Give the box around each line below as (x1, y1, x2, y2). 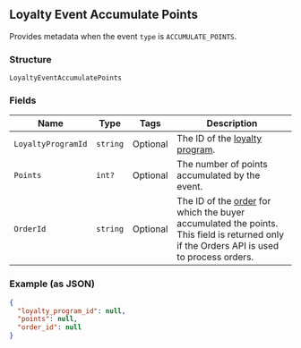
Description (206, 117, 258, 130)
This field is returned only (176, 228, 285, 241)
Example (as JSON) (9, 277, 96, 290)
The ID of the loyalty (176, 132, 262, 145)
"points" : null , (17, 315, 78, 324)
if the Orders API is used (176, 240, 279, 252)
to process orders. (176, 250, 254, 263)
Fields (9, 94, 37, 106)
